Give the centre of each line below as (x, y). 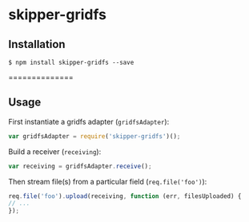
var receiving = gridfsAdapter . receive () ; (80, 166)
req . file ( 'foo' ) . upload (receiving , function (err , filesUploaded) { (125, 196)
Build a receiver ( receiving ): (55, 151)
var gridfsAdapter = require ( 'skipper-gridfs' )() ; (94, 136)
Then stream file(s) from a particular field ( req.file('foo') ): (108, 181)
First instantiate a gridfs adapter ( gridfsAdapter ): (89, 121)
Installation (37, 44)
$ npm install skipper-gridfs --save (71, 62)
